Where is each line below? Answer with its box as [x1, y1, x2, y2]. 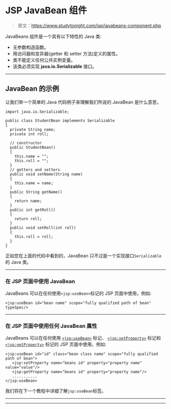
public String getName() [10, 189, 63, 194]
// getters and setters [10, 167, 60, 172]
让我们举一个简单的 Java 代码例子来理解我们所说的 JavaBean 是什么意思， [5, 99, 161, 105]
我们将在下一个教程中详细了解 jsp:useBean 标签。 [5, 388, 106, 394]
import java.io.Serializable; [5, 109, 70, 114]
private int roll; [10, 131, 49, 137]
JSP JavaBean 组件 [5, 5, 88, 16]
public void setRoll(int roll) [10, 225, 76, 230]
